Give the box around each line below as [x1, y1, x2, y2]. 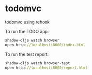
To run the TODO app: [5, 28, 49, 34]
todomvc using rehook [5, 19, 50, 25]
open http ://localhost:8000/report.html [5, 65, 88, 70]
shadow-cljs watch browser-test [5, 60, 70, 66]
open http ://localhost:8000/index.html [5, 42, 86, 47]
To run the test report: [5, 51, 49, 57]
